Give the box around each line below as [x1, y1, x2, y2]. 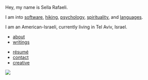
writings [12, 39, 30, 45]
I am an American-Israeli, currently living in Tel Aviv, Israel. [5, 24, 128, 30]
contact [12, 54, 29, 60]
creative [12, 60, 30, 65]
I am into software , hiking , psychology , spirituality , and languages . [5, 14, 143, 20]
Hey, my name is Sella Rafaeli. [5, 5, 68, 10]
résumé [12, 49, 29, 55]
